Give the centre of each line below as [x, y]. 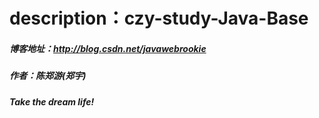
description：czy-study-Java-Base [159, 18]
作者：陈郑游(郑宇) [48, 76]
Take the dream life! [52, 101]
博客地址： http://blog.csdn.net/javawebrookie [108, 48]
